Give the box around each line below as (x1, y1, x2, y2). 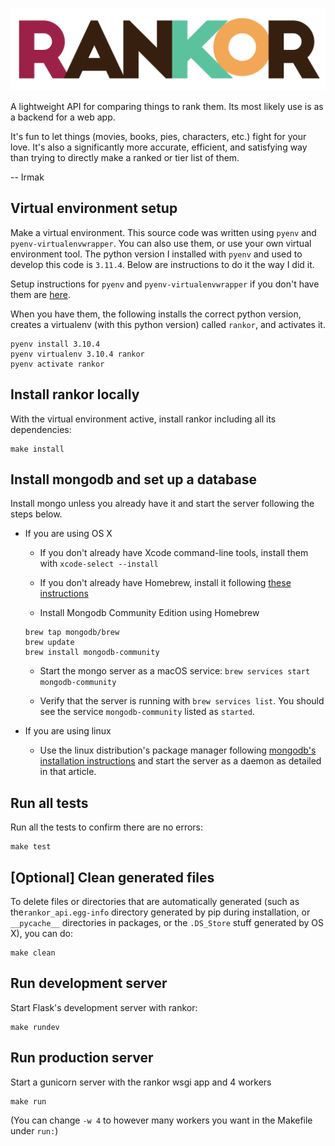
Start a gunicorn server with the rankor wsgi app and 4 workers (10, 1076, 272, 1088)
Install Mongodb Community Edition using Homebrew (39, 607, 260, 619)
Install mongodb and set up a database (10, 471, 257, 488)
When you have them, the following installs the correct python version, (10, 308, 302, 320)
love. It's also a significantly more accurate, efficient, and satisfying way (10, 141, 308, 153)
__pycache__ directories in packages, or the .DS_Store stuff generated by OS (10, 916, 324, 928)
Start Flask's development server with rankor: (10, 1001, 198, 1013)
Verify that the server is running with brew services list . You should (39, 695, 325, 707)
